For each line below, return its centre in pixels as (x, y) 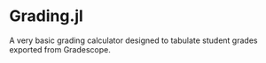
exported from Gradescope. (60, 49)
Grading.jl (47, 16)
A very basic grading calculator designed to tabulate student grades (133, 40)
